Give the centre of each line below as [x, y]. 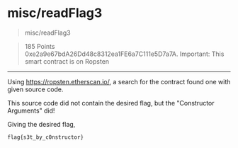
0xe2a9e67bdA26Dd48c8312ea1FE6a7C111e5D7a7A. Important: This [124, 54]
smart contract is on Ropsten [67, 61]
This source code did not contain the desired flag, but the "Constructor [111, 103]
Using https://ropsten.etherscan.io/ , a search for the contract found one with [119, 81]
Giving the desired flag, [41, 124]
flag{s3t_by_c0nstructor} [45, 137]
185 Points [40, 46]
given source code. [35, 89]
